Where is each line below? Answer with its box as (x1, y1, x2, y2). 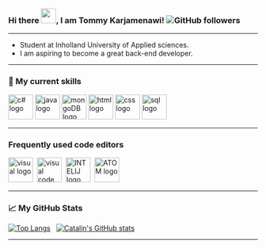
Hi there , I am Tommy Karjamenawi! (8, 14, 165, 25)
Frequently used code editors (8, 139, 124, 150)
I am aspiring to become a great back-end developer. (19, 48, 193, 59)
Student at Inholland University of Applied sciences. (19, 40, 189, 50)
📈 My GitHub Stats (8, 202, 83, 213)
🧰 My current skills (8, 76, 82, 87)
